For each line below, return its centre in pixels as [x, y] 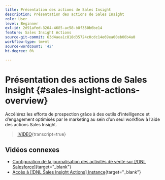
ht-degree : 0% [20, 51]
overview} [27, 100]
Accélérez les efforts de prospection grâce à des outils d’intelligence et [78, 114]
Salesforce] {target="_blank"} [42, 167]
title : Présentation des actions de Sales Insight [58, 10]
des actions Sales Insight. [31, 125]
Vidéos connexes [33, 150]
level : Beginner [22, 23]
